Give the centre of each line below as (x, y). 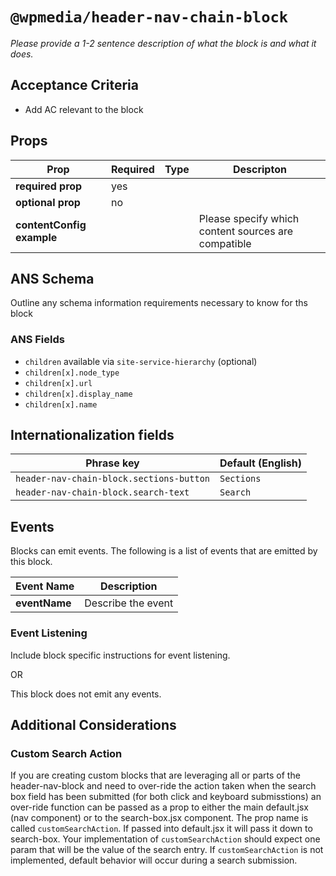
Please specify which (249, 218)
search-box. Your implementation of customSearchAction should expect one (165, 839)
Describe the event (129, 603)
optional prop (48, 202)
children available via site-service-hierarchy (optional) (141, 361)
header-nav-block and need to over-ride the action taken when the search (163, 786)
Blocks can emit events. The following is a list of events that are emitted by (164, 551)
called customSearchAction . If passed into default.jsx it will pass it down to (161, 829)
